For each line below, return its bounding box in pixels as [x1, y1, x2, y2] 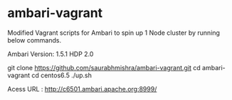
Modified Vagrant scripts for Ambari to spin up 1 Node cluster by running [7, 28, 221, 37]
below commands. [7, 35, 62, 44]
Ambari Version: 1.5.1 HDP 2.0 [7, 50, 94, 58]
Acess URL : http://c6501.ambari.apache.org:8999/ [7, 84, 157, 93]
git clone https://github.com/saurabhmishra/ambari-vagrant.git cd [7, 63, 201, 72]
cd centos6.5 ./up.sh [31, 71, 93, 79]
